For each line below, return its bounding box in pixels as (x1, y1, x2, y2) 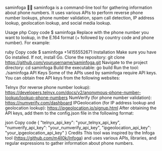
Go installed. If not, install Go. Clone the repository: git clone (5, 54, 125, 60)
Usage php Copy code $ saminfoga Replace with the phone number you (5, 30, 149, 35)
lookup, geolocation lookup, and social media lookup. (5, 20, 111, 26)
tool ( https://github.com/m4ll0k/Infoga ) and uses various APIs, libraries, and (5, 135, 157, 141)
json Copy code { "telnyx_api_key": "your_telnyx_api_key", (5, 119, 121, 125)
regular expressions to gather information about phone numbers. (5, 140, 134, 146)
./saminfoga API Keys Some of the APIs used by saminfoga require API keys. (5, 70, 157, 75)
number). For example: (5, 40, 50, 46)
